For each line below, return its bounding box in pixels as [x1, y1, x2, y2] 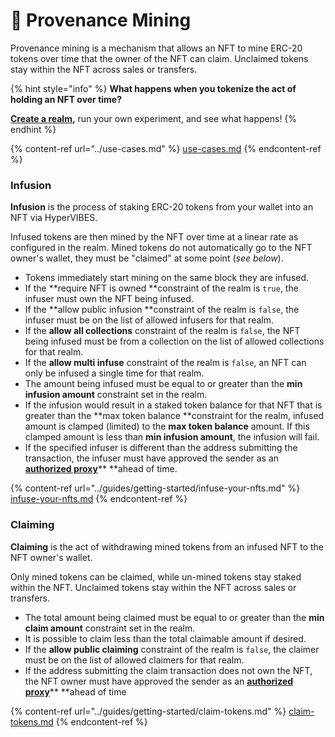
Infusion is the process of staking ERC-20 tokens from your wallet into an [10, 201, 314, 213]
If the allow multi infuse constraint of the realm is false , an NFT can [24, 357, 307, 369]
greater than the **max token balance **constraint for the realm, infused [24, 410, 325, 422]
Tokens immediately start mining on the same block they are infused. [24, 272, 310, 284]
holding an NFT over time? [10, 93, 123, 105]
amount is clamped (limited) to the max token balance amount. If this [24, 420, 310, 433]
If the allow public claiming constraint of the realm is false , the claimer [24, 643, 320, 655]
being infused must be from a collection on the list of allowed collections [24, 335, 325, 348]
